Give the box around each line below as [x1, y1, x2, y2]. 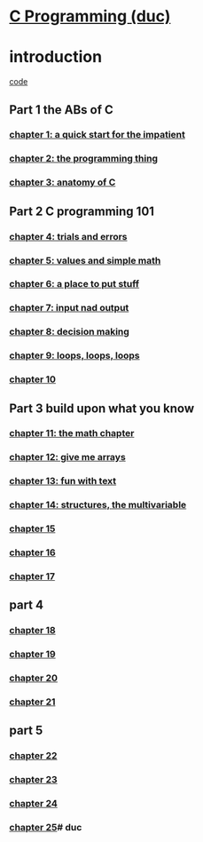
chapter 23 [9, 774, 58, 786]
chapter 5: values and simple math [9, 254, 161, 266]
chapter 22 [9, 750, 58, 762]
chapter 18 [9, 624, 56, 637]
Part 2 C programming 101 [9, 203, 155, 218]
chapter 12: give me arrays [9, 451, 126, 464]
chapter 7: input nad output [9, 302, 129, 314]
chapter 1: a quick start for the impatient [9, 129, 186, 141]
